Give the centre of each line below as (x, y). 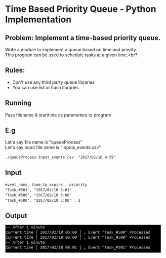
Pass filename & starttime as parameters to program (58, 115)
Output (16, 216)
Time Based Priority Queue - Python (81, 9)
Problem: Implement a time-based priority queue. (83, 38)
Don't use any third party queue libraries (53, 82)
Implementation (38, 19)
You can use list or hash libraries (45, 87)
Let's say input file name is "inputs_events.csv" (53, 147)
